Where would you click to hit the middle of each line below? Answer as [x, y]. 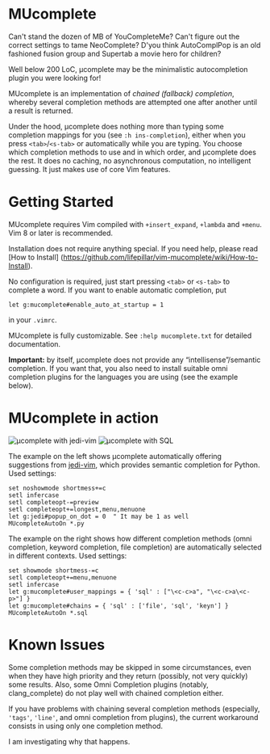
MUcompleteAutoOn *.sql [48, 613]
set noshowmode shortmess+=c [57, 488]
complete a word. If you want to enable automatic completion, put [118, 290]
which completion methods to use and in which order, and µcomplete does [132, 152]
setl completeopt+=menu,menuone [62, 577]
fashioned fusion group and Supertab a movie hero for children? [115, 53]
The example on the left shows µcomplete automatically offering [115, 456]
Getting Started [61, 202]
